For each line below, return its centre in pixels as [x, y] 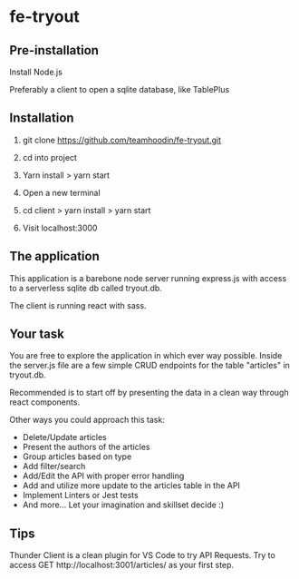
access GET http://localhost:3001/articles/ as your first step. [121, 565]
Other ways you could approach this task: [87, 420]
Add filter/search [54, 466]
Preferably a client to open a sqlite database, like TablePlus [120, 89]
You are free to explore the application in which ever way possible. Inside [146, 356]
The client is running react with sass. [78, 305]
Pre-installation [54, 50]
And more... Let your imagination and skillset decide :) [123, 505]
